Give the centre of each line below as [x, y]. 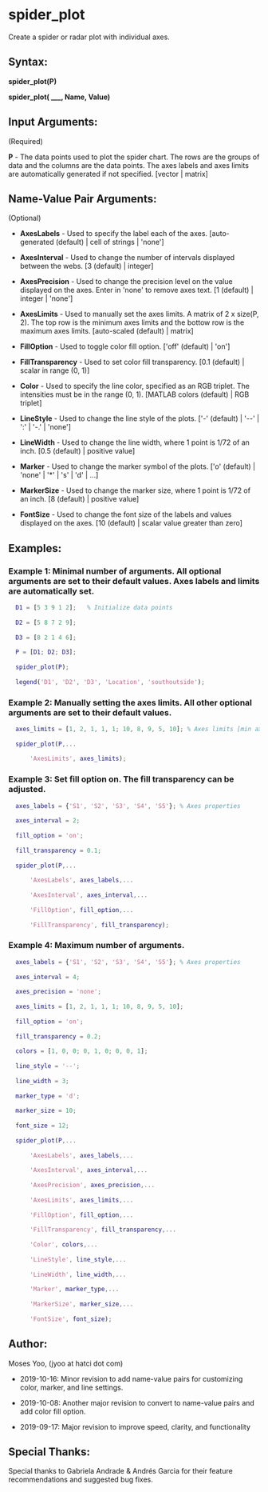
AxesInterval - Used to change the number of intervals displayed [127, 258]
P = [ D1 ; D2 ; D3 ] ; [46, 652]
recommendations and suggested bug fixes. [81, 1480]
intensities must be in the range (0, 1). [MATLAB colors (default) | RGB [134, 394]
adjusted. [27, 790]
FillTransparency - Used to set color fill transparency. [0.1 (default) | [132, 362]
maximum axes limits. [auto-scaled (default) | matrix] [106, 331]
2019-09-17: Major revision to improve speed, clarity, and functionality [135, 1426]
